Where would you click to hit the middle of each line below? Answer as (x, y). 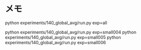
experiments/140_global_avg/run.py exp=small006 (55, 42)
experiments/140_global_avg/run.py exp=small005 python (63, 37)
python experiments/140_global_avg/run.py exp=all (56, 23)
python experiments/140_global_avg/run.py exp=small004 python (71, 32)
